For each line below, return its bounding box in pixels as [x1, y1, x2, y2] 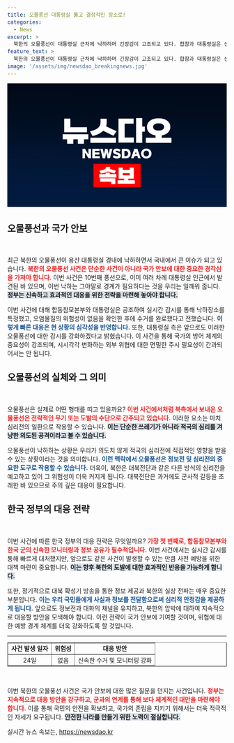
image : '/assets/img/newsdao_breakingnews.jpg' [7, 63, 148, 70]
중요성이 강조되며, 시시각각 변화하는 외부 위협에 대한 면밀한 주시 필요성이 [7, 341, 204, 349]
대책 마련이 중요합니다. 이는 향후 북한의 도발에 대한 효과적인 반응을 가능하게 [7, 563, 210, 571]
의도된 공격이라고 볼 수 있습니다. [19, 431, 107, 439]
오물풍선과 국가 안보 [7, 222, 88, 234]
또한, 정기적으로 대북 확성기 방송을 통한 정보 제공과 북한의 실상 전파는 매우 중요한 [7, 587, 226, 595]
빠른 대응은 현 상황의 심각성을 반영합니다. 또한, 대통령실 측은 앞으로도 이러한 [19, 323, 225, 332]
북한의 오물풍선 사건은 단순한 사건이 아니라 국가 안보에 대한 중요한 [27, 265, 203, 273]
